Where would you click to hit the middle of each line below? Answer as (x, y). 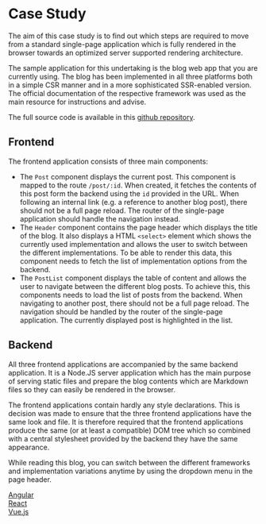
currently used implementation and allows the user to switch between (133, 244)
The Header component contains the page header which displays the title (139, 227)
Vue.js (19, 511)
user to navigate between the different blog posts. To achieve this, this (135, 286)
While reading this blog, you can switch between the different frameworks (129, 462)
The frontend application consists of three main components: (108, 161)
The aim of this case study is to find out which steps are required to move (129, 36)
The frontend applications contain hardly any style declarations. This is (124, 405)
